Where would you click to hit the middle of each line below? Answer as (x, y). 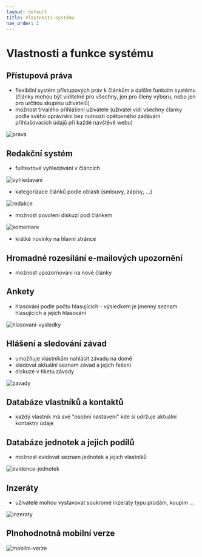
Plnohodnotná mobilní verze (61, 534)
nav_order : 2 (23, 23)
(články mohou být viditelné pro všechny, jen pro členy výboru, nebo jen (105, 97)
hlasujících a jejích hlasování (51, 313)
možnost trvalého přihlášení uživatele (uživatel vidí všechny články (99, 109)
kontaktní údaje (34, 423)
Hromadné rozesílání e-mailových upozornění (95, 258)
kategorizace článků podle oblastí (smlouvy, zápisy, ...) (84, 192)
